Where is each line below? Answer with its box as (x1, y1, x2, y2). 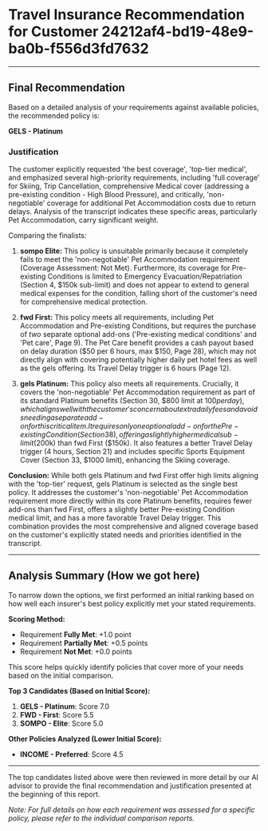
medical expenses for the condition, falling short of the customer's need (19, 289, 258, 299)
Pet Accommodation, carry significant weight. (8, 216, 159, 225)
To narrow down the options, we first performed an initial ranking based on (8, 590, 254, 600)
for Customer (8, 22, 99, 41)
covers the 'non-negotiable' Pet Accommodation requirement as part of (19, 387, 255, 397)
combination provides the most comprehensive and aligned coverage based (8, 521, 258, 532)
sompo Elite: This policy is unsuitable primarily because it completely (19, 246, 249, 256)
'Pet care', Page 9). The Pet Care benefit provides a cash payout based (19, 338, 254, 348)
